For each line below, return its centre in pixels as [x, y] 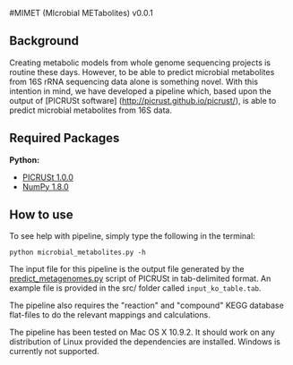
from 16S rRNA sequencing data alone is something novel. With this [134, 81]
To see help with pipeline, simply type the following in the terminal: [132, 236]
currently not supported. [55, 352]
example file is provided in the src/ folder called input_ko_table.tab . [135, 288]
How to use [41, 215]
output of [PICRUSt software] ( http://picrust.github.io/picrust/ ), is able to [143, 100]
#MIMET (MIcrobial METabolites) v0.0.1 [82, 13]
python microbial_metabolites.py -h [78, 253]
